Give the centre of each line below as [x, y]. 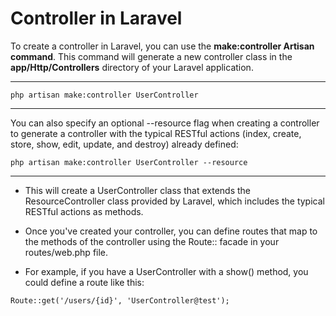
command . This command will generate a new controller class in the [151, 56]
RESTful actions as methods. [84, 211]
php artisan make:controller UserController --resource [129, 162]
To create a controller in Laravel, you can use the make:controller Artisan [162, 46]
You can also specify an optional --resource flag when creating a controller [165, 123]
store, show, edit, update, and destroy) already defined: [124, 144]
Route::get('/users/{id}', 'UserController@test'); [120, 300]
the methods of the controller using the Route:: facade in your [152, 241]
